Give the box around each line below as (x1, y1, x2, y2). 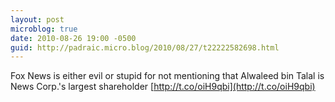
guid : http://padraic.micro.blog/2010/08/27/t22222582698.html (10, 42, 280, 53)
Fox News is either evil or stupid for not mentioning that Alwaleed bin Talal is (10, 70, 325, 82)
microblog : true (10, 24, 78, 34)
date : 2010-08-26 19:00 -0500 (10, 33, 137, 43)
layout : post (10, 14, 65, 25)
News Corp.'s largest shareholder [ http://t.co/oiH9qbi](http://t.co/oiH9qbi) (10, 81, 316, 93)
